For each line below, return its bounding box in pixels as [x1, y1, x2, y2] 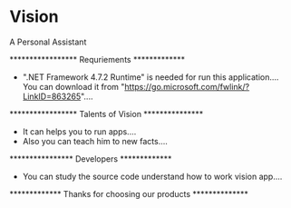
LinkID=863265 [22, 91, 82, 102]
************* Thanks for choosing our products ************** [9, 188, 249, 199]
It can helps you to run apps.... [22, 125, 137, 137]
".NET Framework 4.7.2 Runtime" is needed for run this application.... [22, 71, 279, 83]
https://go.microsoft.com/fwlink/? [124, 81, 250, 92]
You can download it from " [22, 81, 125, 92]
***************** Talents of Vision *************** [9, 108, 204, 119]
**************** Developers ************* [9, 153, 172, 164]
